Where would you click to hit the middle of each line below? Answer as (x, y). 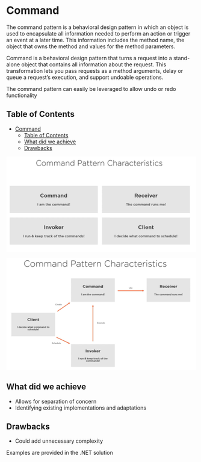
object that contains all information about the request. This (94, 64)
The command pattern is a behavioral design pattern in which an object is (97, 27)
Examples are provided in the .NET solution (60, 453)
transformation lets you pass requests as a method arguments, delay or (95, 70)
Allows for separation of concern (56, 401)
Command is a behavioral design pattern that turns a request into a (89, 58)
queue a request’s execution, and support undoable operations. (85, 77)
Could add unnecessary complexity (59, 441)
